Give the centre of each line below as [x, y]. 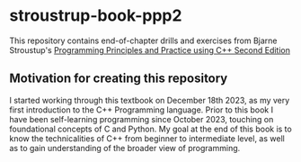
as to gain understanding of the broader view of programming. [125, 148]
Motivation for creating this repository [119, 79]
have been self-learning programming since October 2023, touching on [142, 119]
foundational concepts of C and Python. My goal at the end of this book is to [150, 129]
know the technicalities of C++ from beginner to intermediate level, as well [147, 138]
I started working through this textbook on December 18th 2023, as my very [150, 100]
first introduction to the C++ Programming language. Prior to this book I [142, 110]
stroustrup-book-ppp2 [96, 16]
